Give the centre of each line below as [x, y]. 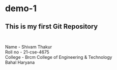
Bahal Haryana [20, 62]
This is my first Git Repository [52, 26]
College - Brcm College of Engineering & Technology [58, 57]
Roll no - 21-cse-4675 [27, 52]
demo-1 [21, 9]
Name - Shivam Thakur [29, 47]
